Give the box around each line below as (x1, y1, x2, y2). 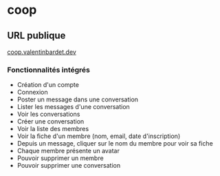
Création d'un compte (16, 81, 79, 89)
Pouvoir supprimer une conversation (16, 162, 121, 170)
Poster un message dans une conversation (16, 95, 139, 104)
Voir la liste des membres (16, 125, 89, 133)
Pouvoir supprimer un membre (16, 154, 104, 162)
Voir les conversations (16, 110, 80, 119)
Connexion (16, 88, 48, 97)
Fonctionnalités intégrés (7, 65, 91, 75)
